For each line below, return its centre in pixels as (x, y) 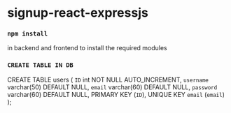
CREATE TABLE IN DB (40, 65)
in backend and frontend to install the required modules (87, 48)
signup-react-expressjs (78, 13)
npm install (28, 34)
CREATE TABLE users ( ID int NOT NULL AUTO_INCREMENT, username (108, 80)
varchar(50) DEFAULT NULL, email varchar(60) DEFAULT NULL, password (112, 87)
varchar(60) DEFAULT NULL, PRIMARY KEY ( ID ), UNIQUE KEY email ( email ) (116, 94)
